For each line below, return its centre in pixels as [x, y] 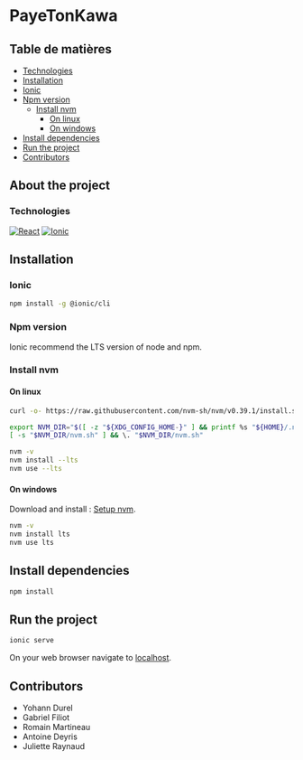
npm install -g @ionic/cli [60, 304]
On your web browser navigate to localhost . [91, 658]
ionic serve [32, 641]
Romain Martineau [56, 727]
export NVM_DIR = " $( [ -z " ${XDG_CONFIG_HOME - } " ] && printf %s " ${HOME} [147, 427]
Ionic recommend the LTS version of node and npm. [106, 347]
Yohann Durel [48, 708]
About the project [60, 186]
